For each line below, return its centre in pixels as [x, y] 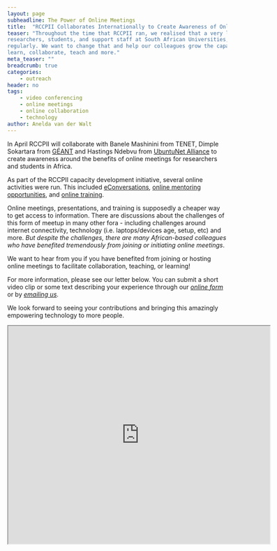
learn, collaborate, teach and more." [63, 53]
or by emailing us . [33, 294]
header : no [23, 85]
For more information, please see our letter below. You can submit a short [113, 279]
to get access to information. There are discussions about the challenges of [116, 215]
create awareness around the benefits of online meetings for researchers [112, 158]
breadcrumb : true [32, 66]
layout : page [26, 14]
